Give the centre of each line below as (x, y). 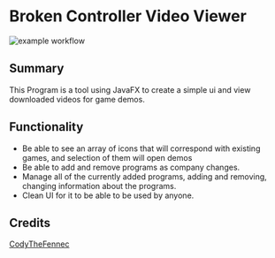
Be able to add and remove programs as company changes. (131, 167)
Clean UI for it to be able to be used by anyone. (108, 195)
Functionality (46, 127)
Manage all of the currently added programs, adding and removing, (144, 176)
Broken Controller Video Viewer (128, 16)
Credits (30, 223)
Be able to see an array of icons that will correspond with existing (141, 148)
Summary (37, 68)
